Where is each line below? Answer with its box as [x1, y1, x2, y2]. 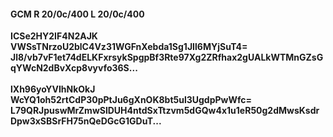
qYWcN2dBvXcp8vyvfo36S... [10, 62, 138, 74]
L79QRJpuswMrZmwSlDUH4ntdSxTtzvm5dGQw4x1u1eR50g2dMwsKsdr [10, 105, 320, 117]
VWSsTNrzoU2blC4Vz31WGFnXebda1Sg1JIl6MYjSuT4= [10, 41, 248, 53]
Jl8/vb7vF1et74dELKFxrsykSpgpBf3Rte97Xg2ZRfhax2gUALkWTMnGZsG [10, 51, 324, 64]
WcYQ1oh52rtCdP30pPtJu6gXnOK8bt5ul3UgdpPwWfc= [10, 94, 253, 106]
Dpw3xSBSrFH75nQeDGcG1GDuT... [10, 115, 162, 127]
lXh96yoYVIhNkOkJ [10, 83, 96, 95]
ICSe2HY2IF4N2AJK [10, 30, 98, 42]
